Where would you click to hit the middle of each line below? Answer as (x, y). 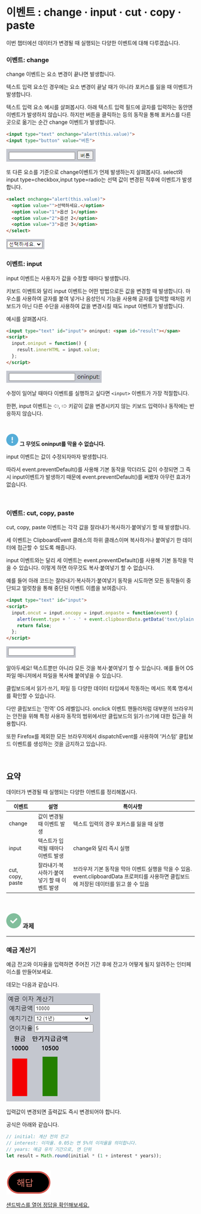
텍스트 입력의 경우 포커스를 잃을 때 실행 (118, 824)
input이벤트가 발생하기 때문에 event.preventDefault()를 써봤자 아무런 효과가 (101, 477)
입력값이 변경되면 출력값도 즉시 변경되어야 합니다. (64, 1112)
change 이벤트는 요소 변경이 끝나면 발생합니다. (61, 74)
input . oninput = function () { (49, 344)
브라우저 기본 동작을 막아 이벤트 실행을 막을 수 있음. (133, 869)
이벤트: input (24, 264)
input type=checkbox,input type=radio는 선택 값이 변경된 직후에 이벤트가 (94, 179)
